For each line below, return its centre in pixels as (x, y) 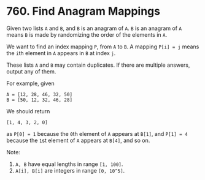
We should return (28, 111)
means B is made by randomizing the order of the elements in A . (87, 34)
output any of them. (31, 71)
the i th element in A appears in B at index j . (61, 53)
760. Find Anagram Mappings (83, 11)
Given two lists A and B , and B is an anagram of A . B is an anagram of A (94, 28)
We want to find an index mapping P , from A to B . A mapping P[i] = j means (103, 47)
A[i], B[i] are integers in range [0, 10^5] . (70, 170)
